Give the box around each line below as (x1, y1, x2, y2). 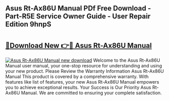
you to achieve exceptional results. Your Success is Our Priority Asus (5, 84, 152, 90)
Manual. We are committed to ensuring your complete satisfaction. (21, 90, 162, 96)
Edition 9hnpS (5, 20, 51, 29)
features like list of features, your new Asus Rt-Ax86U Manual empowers (5, 79, 159, 85)
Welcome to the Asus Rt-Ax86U (93, 57, 160, 63)
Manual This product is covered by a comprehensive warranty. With (5, 73, 149, 80)
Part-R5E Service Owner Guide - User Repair (5, 12, 151, 21)
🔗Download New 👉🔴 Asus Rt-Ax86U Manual (5, 41, 152, 50)
